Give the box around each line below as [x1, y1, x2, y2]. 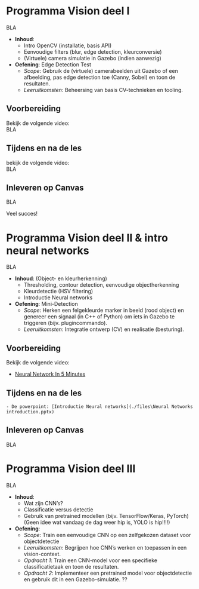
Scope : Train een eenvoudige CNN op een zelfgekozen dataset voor [23, 531, 191, 538]
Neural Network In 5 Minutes [14, 370, 86, 378]
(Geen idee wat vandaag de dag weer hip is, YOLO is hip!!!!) [23, 519, 170, 526]
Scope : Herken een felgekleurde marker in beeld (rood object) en [23, 306, 184, 314]
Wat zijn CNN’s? [23, 499, 64, 507]
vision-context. [23, 550, 61, 557]
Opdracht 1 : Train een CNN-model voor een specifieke [23, 557, 158, 564]
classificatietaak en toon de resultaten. [23, 563, 119, 570]
